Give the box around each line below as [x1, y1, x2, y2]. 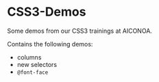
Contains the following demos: [7, 40, 93, 48]
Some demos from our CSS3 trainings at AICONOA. [7, 27, 153, 35]
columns [16, 53, 42, 61]
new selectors [16, 60, 57, 68]
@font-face [16, 69, 49, 76]
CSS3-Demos [7, 4, 86, 20]
